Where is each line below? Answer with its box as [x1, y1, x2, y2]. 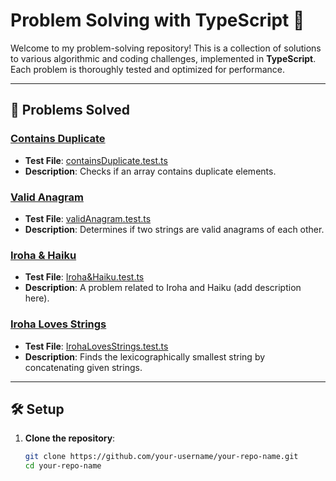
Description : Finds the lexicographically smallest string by [24, 350, 266, 363]
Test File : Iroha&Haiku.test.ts [24, 271, 145, 283]
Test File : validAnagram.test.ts [24, 212, 152, 224]
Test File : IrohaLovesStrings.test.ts [24, 340, 169, 352]
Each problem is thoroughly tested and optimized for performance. [10, 63, 286, 75]
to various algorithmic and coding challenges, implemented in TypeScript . [10, 52, 317, 64]
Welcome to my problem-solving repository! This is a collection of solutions [10, 42, 322, 54]
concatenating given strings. [24, 361, 143, 373]
